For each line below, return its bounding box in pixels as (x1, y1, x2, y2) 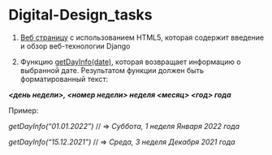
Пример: (8, 105, 39, 115)
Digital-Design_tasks (8, 6, 153, 24)
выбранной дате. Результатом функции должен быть (19, 65, 205, 75)
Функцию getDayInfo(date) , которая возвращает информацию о (19, 57, 241, 67)
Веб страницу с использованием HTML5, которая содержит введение (19, 32, 265, 42)
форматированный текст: (19, 74, 109, 84)
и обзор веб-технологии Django (19, 41, 131, 50)
